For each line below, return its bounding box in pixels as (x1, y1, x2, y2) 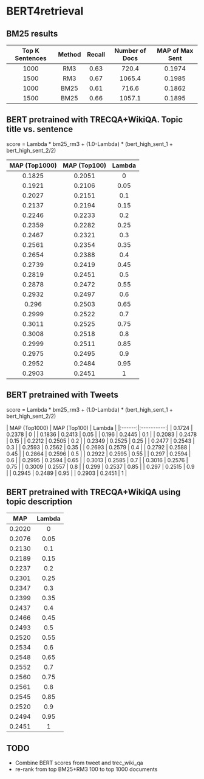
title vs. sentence (6, 124, 73, 134)
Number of (114, 47, 147, 55)
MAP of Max (157, 47, 194, 55)
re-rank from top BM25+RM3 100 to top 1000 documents (15, 766, 158, 773)
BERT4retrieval (6, 4, 84, 18)
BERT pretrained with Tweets (6, 390, 118, 400)
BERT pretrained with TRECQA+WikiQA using (6, 487, 181, 497)
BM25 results (6, 29, 58, 39)
